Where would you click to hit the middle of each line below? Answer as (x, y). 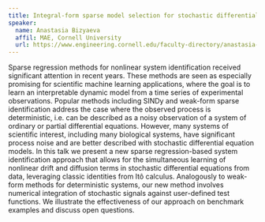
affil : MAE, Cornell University (69, 38)
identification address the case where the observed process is (110, 109)
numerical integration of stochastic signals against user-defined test (119, 194)
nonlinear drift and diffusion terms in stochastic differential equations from (129, 168)
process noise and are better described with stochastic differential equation (131, 143)
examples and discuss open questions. (71, 210)
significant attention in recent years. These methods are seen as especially (130, 76)
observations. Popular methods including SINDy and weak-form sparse (124, 101)
